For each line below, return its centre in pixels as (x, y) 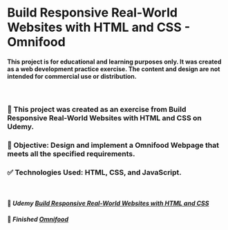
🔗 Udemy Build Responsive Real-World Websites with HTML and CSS (108, 203)
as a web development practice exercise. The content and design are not (114, 69)
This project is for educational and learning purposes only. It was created (114, 61)
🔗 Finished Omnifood (38, 219)
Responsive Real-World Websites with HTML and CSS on (104, 118)
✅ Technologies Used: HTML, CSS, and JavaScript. (94, 173)
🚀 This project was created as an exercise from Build (97, 110)
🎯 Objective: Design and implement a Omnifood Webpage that (113, 145)
